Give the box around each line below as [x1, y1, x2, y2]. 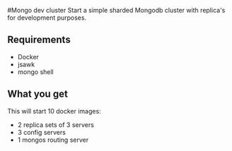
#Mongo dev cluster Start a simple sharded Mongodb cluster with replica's [7, 6, 226, 14]
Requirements [7, 34, 71, 46]
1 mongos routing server [17, 135, 89, 144]
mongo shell [17, 67, 54, 76]
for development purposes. [7, 13, 87, 22]
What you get [7, 88, 69, 100]
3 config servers [17, 128, 66, 136]
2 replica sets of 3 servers [17, 120, 94, 129]
